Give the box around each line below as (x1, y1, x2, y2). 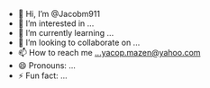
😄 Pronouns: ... (17, 60, 77, 71)
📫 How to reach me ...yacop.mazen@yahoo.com (17, 48, 201, 57)
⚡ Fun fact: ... (17, 70, 68, 81)
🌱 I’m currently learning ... (17, 28, 114, 38)
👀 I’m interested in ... (17, 18, 95, 29)
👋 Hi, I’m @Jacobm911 (17, 9, 101, 19)
